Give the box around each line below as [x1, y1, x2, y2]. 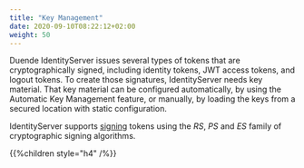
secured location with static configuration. [9, 104, 168, 114]
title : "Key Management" [9, 13, 103, 23]
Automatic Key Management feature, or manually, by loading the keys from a [9, 94, 296, 104]
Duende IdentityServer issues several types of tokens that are [9, 55, 240, 66]
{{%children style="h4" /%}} [9, 148, 117, 159]
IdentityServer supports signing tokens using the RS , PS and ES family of [9, 121, 282, 132]
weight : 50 [9, 30, 51, 39]
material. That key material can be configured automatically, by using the [9, 84, 282, 95]
